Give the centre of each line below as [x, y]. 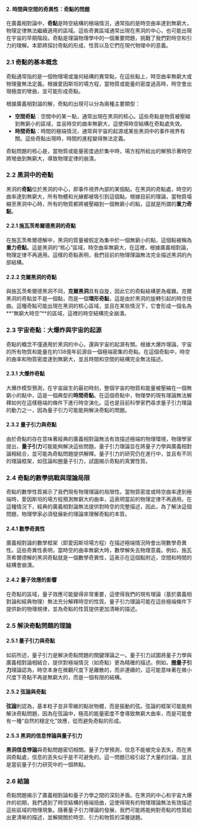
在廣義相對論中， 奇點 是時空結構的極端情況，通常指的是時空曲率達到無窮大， [99, 23]
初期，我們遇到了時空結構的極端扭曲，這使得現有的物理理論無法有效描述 [104, 803]
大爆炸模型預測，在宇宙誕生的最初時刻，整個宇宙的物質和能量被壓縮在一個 [96, 388]
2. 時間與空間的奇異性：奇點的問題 [48, 9]
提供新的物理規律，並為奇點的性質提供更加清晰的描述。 [73, 608]
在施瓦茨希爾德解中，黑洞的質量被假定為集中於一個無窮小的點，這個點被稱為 [99, 240]
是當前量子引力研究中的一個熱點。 [47, 765]
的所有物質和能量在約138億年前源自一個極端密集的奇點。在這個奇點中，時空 [98, 351]
